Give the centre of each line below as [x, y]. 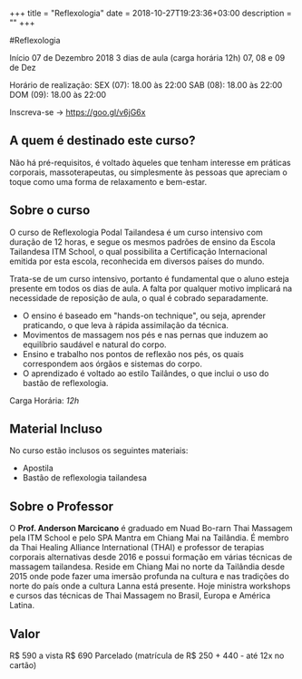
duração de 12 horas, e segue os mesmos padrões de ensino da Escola [142, 242]
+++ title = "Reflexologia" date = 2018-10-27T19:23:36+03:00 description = [151, 13]
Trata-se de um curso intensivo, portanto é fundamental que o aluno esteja [150, 278]
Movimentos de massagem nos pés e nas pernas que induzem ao [145, 335]
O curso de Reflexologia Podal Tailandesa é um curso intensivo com [136, 232]
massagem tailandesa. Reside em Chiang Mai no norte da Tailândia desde [147, 567]
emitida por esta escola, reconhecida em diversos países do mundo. [137, 261]
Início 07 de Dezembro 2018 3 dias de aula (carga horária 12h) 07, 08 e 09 [147, 58]
